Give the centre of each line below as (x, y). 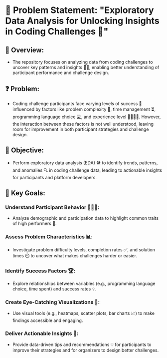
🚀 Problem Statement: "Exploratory (80, 10)
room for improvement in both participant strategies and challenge (81, 129)
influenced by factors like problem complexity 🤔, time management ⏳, (84, 109)
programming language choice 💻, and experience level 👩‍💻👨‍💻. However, (86, 117)
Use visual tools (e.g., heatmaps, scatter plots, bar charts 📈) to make (83, 313)
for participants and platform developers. (55, 177)
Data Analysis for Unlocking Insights (82, 21)
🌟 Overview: (24, 50)
